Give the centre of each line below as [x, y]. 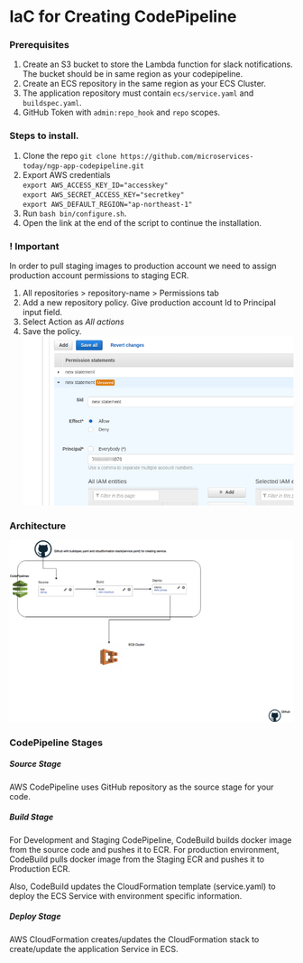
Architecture [38, 526]
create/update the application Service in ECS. [94, 949]
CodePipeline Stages [56, 743]
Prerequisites [39, 45]
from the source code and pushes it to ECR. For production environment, [144, 849]
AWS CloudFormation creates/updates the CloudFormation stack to [134, 939]
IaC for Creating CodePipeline [123, 17]
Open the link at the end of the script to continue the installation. [142, 222]
